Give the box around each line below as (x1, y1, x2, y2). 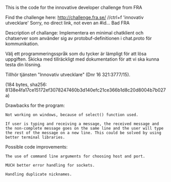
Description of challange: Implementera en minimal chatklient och (5, 30, 144, 35)
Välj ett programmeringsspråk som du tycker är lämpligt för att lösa (5, 51, 147, 57)
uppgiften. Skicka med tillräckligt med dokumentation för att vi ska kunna (5, 56, 160, 62)
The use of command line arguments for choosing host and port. (5, 154, 145, 159)
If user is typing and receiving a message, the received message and (5, 121, 159, 126)
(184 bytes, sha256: (5, 82, 47, 87)
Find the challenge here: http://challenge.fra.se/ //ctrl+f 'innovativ (5, 14, 144, 20)
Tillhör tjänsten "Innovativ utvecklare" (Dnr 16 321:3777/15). (5, 71, 131, 78)
